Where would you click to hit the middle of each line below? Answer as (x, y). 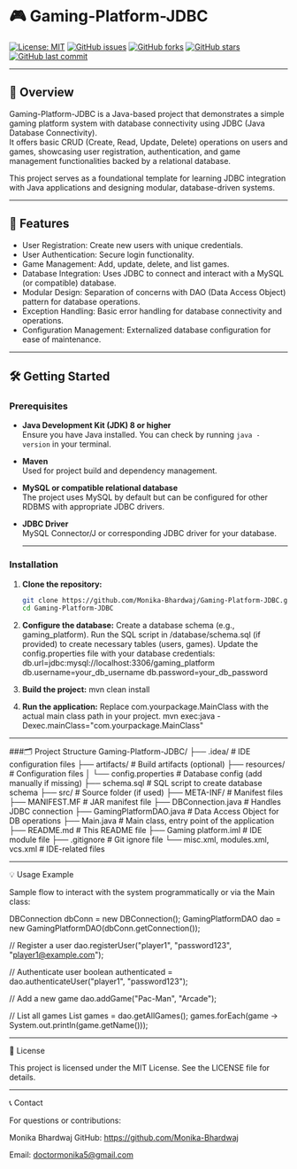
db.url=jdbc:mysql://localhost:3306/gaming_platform (118, 663)
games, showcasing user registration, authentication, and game (125, 152)
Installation (34, 565)
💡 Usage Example (42, 875)
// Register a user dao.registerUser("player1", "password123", (121, 946)
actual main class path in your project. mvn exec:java (118, 716)
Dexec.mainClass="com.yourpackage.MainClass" (113, 726)
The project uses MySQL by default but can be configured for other (145, 497)
